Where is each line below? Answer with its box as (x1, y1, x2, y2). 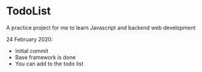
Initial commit (14, 47, 49, 55)
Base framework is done (14, 53, 76, 61)
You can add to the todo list (14, 60, 84, 67)
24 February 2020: (6, 35, 53, 43)
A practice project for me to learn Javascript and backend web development (6, 24, 196, 31)
